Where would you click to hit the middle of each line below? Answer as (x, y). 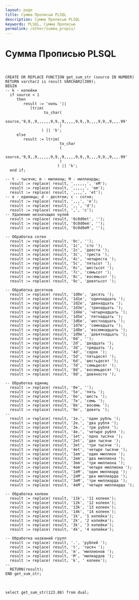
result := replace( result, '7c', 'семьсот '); (61, 272)
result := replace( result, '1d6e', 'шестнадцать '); (67, 321)
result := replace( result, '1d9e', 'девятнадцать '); (69, 334)
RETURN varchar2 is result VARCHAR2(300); (51, 82)
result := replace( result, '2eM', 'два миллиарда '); (69, 476)
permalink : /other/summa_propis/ (40, 29)
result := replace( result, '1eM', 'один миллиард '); (69, 472)
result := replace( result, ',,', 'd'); (53, 206)
